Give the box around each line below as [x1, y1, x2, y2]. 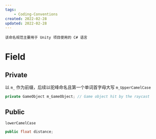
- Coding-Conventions [14, 12, 58, 17]
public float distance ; [5, 129, 54, 134]
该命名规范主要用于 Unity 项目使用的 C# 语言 [5, 35, 88, 40]
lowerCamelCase [5, 120, 36, 125]
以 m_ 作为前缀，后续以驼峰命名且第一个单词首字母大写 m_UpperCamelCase [5, 84, 151, 91]
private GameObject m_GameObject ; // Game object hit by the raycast [5, 94, 150, 99]
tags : [5, 7, 16, 12]
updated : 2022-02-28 [5, 21, 47, 26]
